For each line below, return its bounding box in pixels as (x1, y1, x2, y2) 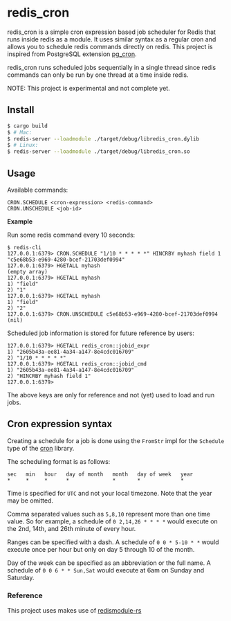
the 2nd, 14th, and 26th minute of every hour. (7, 524, 136, 532)
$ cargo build (7, 123, 48, 129)
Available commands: (7, 186, 68, 194)
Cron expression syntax (7, 418, 113, 430)
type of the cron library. (7, 444, 75, 452)
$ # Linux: (7, 142, 39, 149)
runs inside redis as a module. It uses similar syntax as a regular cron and (7, 35, 216, 43)
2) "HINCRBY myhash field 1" (7, 372, 91, 379)
